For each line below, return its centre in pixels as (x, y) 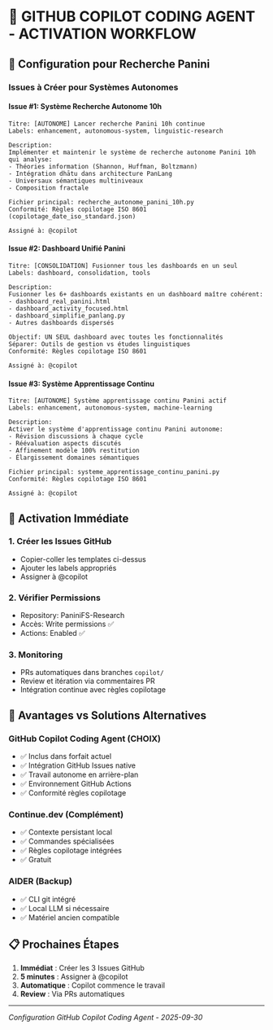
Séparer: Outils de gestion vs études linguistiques (100, 344)
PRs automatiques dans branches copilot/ (92, 673)
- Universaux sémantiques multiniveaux (76, 181)
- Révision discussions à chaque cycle (76, 436)
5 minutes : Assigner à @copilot (74, 977)
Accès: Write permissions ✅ (67, 624)
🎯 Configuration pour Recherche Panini (109, 64)
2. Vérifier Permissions (55, 598)
